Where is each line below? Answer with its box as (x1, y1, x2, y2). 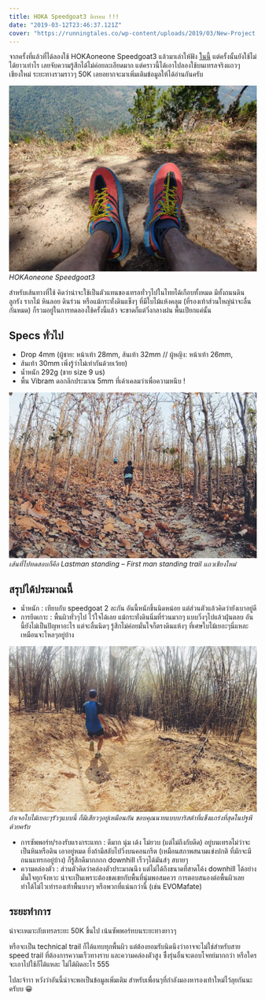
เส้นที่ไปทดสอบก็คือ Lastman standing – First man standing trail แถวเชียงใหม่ (9, 559, 237, 569)
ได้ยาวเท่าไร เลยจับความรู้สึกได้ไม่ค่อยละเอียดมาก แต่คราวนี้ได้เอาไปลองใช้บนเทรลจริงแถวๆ (9, 61, 241, 70)
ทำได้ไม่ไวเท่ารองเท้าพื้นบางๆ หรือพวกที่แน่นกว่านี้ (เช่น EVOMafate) (20, 881, 203, 891)
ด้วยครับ (9, 821, 31, 831)
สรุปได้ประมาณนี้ (9, 582, 73, 596)
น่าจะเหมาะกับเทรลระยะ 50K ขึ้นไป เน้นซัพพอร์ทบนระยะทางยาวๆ (9, 925, 177, 935)
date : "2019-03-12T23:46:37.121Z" (9, 20, 123, 29)
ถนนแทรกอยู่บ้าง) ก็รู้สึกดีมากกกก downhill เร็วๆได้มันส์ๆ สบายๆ (20, 854, 189, 865)
